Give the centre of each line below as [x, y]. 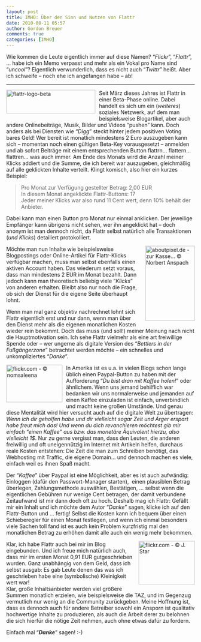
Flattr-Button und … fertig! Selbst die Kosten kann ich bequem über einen [96, 513]
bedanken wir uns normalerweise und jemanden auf [130, 393]
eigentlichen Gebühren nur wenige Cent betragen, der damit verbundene [96, 494]
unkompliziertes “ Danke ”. [37, 356]
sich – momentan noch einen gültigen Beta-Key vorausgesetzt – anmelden [98, 144]
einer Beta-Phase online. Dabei [137, 99]
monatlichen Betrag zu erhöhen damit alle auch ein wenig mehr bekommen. [99, 532]
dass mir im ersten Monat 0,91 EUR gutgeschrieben [69, 557]
